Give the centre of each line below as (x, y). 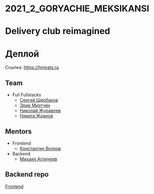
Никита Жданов (36, 116)
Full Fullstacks (27, 95)
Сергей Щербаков (39, 100)
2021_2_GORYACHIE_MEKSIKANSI (77, 9)
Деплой (22, 54)
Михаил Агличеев (38, 159)
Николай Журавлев (40, 111)
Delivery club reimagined (58, 31)
